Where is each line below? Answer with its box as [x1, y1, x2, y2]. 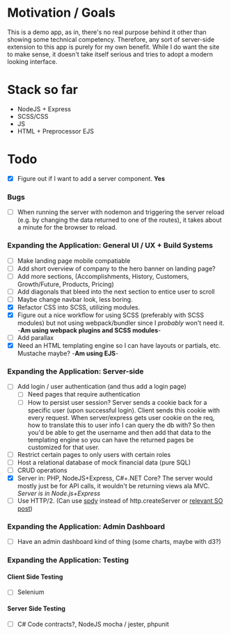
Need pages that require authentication [27, 390, 141, 399]
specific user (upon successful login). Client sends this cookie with [27, 405, 221, 415]
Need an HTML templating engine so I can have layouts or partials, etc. [17, 341, 221, 350]
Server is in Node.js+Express [17, 489, 101, 497]
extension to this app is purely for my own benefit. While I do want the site [7, 42, 220, 51]
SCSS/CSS [17, 112, 49, 120]
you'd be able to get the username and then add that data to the [27, 428, 212, 436]
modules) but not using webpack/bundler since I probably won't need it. [17, 319, 225, 327]
